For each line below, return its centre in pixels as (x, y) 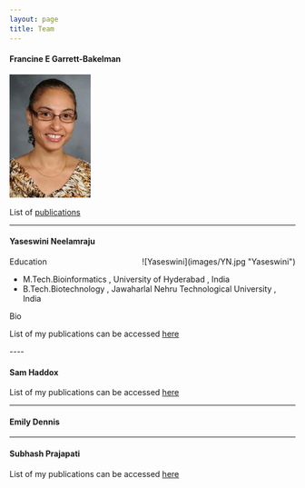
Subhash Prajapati (45, 453)
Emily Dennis (35, 422)
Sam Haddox (34, 372)
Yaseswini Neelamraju (52, 242)
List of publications (45, 212)
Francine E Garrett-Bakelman (65, 59)
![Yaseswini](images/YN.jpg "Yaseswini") (219, 261)
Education (28, 261)
